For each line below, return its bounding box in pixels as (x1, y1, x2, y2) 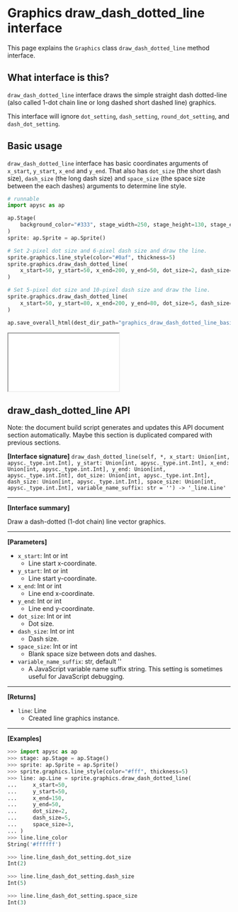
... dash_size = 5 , (7, 815, 72, 822)
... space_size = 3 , (7, 821, 74, 828)
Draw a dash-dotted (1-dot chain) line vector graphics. (7, 517, 166, 526)
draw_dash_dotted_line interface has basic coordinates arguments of (7, 158, 209, 168)
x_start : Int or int (17, 552, 69, 560)
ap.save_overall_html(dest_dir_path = (7, 319, 119, 326)
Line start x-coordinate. (28, 559, 97, 568)
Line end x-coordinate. (28, 590, 95, 598)
